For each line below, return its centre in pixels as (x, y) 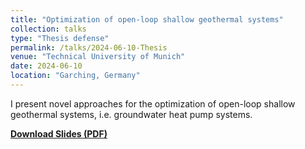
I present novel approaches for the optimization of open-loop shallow (153, 103)
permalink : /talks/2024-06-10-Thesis (89, 47)
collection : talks (48, 29)
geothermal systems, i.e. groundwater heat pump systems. (131, 114)
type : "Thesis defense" (60, 38)
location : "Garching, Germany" (75, 76)
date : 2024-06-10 (46, 66)
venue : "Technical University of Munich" (98, 57)
